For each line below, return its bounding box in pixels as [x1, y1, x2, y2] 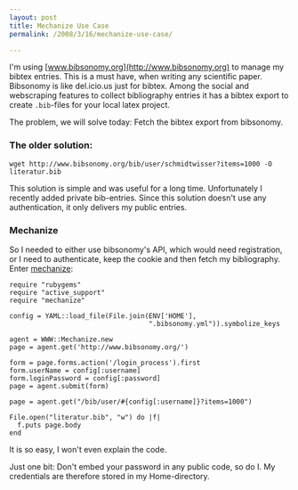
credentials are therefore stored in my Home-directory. [9, 470, 211, 481]
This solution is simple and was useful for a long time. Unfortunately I [9, 183, 262, 193]
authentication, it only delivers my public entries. [9, 201, 188, 212]
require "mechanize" [9, 296, 86, 305]
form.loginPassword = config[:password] [9, 373, 162, 383]
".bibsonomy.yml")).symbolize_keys [148, 319, 280, 328]
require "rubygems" [9, 280, 82, 290]
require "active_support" [9, 288, 105, 297]
